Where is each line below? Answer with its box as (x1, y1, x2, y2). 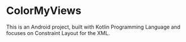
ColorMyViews (6, 4, 81, 17)
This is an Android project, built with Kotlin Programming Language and (6, 23, 181, 30)
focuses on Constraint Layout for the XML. (6, 29, 110, 36)
